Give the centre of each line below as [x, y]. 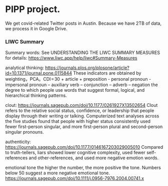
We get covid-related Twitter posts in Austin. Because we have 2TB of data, [83, 23]
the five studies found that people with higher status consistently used [78, 121]
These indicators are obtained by [107, 73]
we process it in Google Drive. [36, 28]
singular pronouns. [25, 132]
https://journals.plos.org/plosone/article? [87, 68]
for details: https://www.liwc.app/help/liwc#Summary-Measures [71, 58]
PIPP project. [33, 9]
